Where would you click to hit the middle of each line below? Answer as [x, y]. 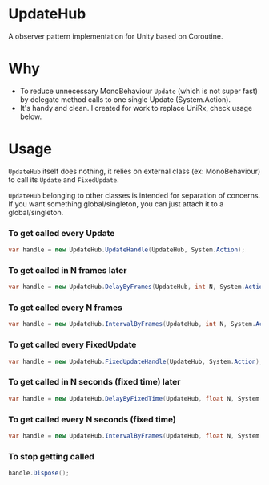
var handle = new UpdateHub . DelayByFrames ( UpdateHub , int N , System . [127, 287]
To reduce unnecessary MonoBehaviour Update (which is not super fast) [139, 91]
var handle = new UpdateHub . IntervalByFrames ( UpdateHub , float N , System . [136, 436]
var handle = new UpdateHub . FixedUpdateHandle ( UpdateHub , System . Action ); [136, 361]
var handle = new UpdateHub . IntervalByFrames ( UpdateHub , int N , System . [132, 324]
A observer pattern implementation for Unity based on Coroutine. [116, 36]
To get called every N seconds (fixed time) [92, 419]
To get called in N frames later [68, 270]
